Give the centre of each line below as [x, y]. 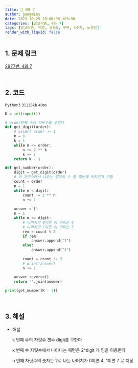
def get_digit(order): [28, 127]
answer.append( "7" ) [51, 241]
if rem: [30, 236]
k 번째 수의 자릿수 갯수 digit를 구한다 [47, 340]
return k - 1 [27, 159]
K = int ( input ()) [23, 114]
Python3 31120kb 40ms [26, 105]
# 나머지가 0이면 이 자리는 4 [48, 222]
